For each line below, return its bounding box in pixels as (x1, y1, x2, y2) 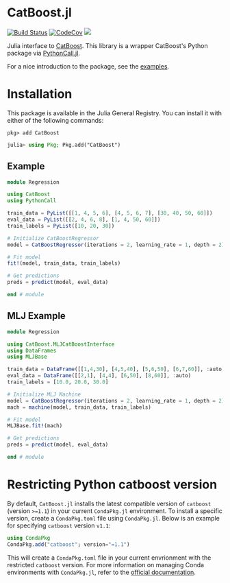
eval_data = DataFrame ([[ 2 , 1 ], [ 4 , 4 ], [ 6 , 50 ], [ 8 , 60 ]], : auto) (7, 372, 192, 379)
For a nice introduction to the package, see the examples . (7, 62, 170, 70)
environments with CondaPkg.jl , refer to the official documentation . (7, 568, 196, 576)
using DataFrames (7, 347, 57, 354)
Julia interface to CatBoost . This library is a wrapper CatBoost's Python (7, 41, 208, 49)
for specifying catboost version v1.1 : (7, 521, 111, 530)
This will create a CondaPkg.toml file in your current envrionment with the (7, 554, 212, 562)
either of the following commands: (7, 116, 104, 124)
